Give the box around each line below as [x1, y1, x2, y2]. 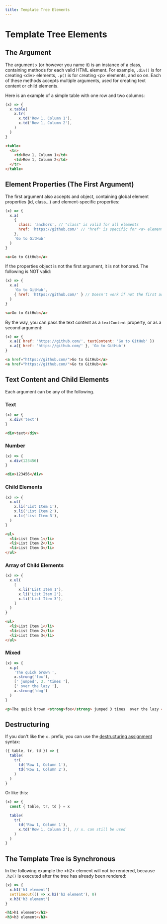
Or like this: [5, 790, 28, 796]
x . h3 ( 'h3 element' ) [9, 896, 50, 902]
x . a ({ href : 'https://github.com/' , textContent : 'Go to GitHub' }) [9, 339, 155, 344]
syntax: [5, 739, 20, 745]
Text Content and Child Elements [5, 375, 109, 384]
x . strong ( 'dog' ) [14, 688, 48, 694]
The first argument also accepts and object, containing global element [5, 193, 149, 199]
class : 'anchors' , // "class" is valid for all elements [18, 222, 139, 227]
